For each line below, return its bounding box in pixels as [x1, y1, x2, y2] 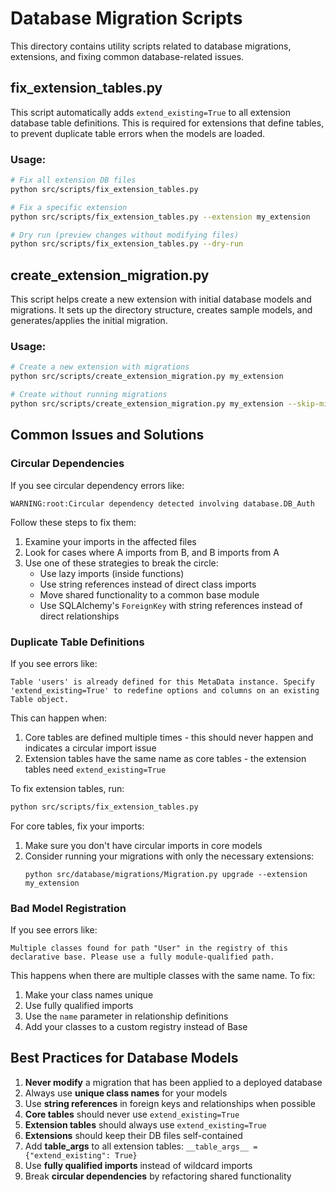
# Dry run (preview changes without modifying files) [10, 230, 240, 240]
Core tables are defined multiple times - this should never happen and [24, 731, 314, 743]
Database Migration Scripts [10, 7, 243, 30]
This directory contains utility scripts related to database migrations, [10, 40, 292, 52]
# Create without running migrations [10, 390, 168, 400]
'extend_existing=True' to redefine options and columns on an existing [10, 685, 320, 696]
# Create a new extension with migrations [10, 362, 190, 372]
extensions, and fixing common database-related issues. [10, 50, 245, 62]
